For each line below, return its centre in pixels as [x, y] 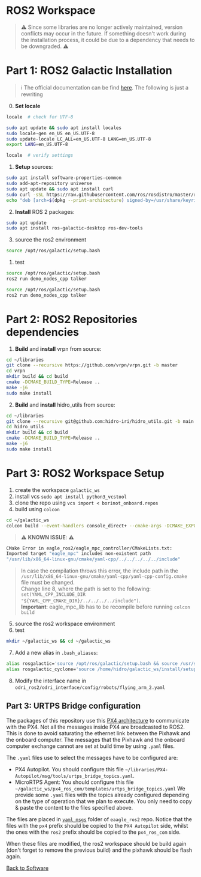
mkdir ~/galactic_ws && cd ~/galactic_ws [59, 641]
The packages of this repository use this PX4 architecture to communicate [98, 720]
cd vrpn [16, 371]
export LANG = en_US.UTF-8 [37, 145]
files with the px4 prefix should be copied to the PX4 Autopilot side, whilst [97, 825]
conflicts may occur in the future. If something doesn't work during [103, 33]
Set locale [28, 106]
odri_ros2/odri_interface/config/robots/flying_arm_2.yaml [90, 687]
